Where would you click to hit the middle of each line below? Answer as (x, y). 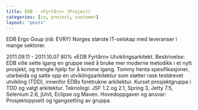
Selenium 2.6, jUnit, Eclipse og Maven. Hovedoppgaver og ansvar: (86, 94)
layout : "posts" (26, 22)
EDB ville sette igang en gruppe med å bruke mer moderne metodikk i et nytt (99, 63)
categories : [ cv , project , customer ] (52, 17)
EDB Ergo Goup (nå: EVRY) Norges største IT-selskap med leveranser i (92, 39)
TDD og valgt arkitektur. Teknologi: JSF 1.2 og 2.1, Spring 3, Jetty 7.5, (90, 88)
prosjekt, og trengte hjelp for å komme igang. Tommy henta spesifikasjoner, (98, 69)
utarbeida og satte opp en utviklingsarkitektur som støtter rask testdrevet (95, 76)
